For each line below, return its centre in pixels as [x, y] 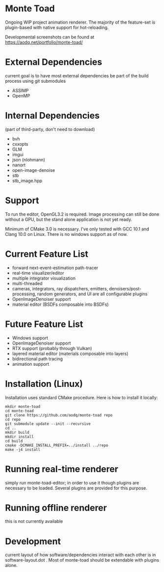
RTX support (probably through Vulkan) [52, 348]
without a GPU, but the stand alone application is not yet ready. [69, 219]
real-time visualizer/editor [38, 273]
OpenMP [21, 95]
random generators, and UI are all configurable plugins [92, 294]
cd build [14, 441]
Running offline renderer [56, 508]
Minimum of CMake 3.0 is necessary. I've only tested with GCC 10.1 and [77, 229]
